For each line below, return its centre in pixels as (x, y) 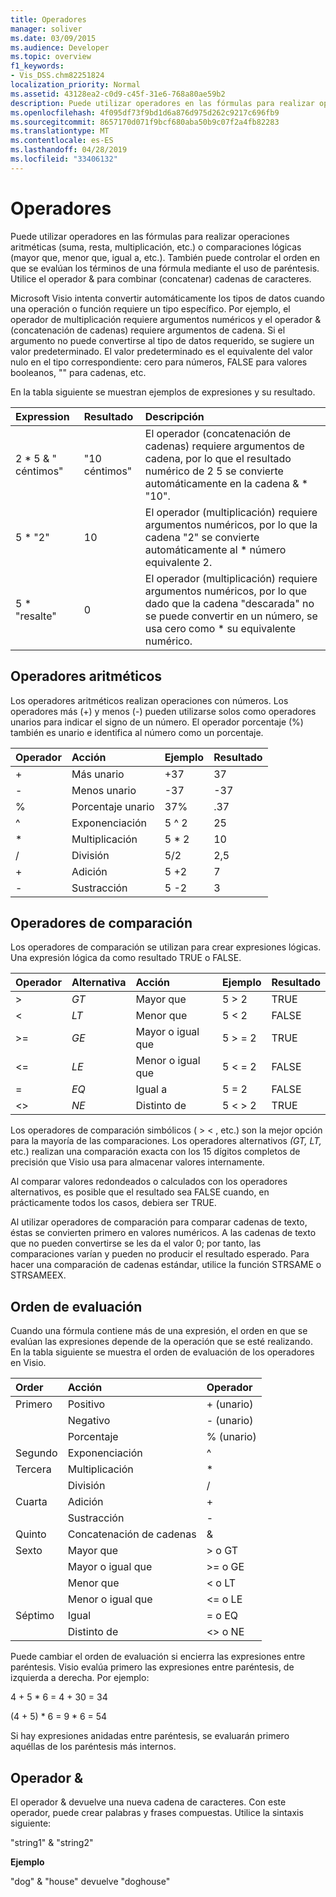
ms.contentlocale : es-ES (62, 141)
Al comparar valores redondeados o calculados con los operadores (149, 1182)
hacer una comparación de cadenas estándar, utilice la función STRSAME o (166, 1265)
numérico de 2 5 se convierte (214, 471)
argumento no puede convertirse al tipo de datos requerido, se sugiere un (162, 340)
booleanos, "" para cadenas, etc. (78, 372)
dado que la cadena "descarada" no (229, 603)
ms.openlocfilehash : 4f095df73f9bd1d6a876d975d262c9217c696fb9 (145, 112)
